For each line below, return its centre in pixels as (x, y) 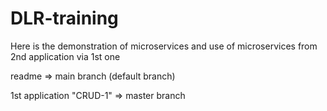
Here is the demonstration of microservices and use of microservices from (164, 46)
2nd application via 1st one (65, 56)
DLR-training (64, 18)
